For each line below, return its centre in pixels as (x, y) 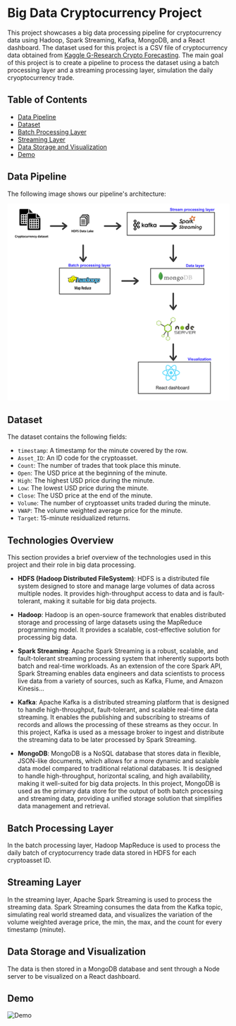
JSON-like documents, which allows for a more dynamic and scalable (118, 761)
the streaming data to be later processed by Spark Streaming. (107, 740)
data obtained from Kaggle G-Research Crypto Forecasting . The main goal (116, 55)
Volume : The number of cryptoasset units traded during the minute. (114, 503)
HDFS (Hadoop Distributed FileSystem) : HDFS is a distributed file (113, 579)
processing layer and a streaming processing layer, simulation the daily (110, 70)
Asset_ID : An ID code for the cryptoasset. (77, 458)
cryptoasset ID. (29, 860)
